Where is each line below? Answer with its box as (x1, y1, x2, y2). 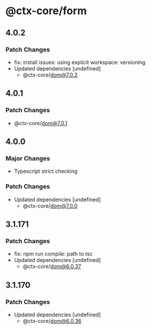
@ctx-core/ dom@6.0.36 (22, 317, 82, 324)
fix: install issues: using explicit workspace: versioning (14, 58, 146, 66)
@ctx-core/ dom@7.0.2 (22, 71, 78, 78)
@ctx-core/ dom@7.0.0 (22, 202, 78, 209)
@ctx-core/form (5, 4, 87, 18)
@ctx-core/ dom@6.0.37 (22, 263, 82, 270)
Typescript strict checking (14, 168, 78, 175)
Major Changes (5, 154, 51, 162)
